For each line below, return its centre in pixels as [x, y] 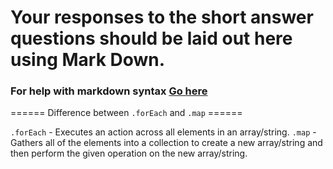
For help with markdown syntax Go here [109, 91]
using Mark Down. [88, 60]
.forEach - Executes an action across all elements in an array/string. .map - [163, 132]
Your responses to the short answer [162, 17]
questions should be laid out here [151, 38]
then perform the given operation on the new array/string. [129, 153]
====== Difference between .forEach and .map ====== [126, 113]
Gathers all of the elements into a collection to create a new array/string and [166, 143]
